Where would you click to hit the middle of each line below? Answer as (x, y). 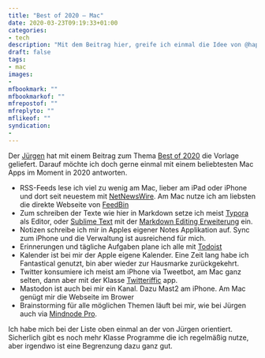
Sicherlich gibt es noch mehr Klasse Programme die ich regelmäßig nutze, (129, 337)
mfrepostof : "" (33, 104)
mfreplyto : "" (32, 111)
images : (21, 74)
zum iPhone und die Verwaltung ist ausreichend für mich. (113, 238)
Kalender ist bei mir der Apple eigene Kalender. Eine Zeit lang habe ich (134, 254)
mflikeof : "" (30, 119)
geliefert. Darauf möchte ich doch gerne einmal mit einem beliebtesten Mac (131, 164)
